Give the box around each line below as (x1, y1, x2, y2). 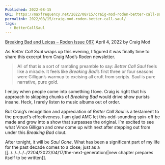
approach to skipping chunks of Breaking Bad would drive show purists (5, 94, 150, 100)
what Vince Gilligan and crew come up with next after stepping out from (5, 124, 151, 131)
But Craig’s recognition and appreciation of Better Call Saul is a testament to (5, 109, 160, 115)
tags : (5, 21, 16, 26)
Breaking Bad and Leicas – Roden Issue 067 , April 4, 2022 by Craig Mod (5, 39, 151, 45)
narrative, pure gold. (17, 79, 59, 85)
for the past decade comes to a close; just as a (5, 144, 100, 150)
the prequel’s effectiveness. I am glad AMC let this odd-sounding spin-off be (5, 114, 160, 120)
